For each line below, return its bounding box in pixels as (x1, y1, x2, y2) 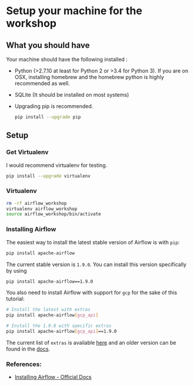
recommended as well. (14, 80, 70, 87)
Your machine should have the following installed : (6, 56, 128, 63)
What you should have (6, 40, 90, 50)
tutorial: (6, 295, 25, 302)
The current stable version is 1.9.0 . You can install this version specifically (6, 261, 187, 268)
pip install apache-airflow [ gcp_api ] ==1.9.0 (6, 329, 117, 335)
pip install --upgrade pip (14, 114, 81, 120)
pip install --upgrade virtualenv (6, 173, 91, 179)
